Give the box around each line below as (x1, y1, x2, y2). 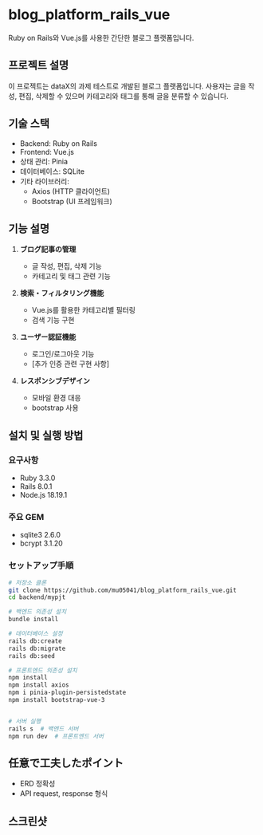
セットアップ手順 (8, 560, 74, 571)
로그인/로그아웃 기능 (31, 349, 95, 359)
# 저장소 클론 (8, 578, 47, 587)
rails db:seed (8, 652, 56, 660)
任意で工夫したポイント (8, 756, 124, 770)
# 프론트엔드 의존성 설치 (8, 666, 78, 675)
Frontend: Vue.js (19, 147, 74, 156)
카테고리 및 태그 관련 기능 (31, 271, 112, 281)
